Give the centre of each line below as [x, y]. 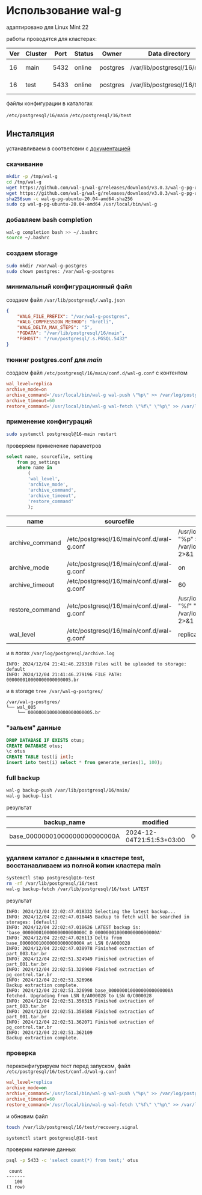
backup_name [64, 822]
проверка [21, 1053]
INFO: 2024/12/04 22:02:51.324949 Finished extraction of [80, 959]
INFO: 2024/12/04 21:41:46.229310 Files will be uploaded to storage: [96, 664]
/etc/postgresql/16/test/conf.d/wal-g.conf [62, 1072]
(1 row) [16, 1187]
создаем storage [32, 253]
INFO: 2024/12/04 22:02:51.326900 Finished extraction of [80, 970]
